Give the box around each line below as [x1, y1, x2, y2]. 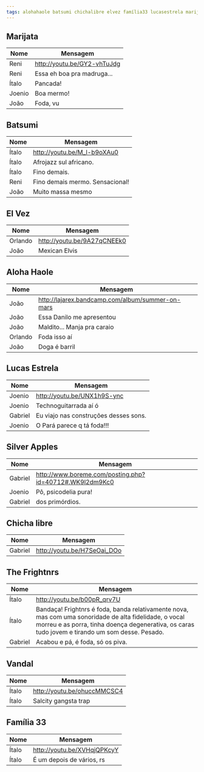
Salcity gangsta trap [33, 697, 90, 705]
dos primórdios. [35, 497, 81, 506]
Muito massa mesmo [33, 188, 92, 196]
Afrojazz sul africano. [33, 158, 94, 167]
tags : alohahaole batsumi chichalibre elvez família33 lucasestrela [6, 9, 183, 15]
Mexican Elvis [38, 247, 78, 255]
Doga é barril [38, 342, 76, 351]
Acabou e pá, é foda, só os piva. [35, 638, 127, 646]
